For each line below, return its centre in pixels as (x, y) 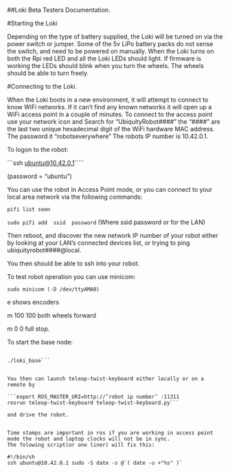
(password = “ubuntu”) (39, 176)
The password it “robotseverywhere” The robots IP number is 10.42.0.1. (108, 136)
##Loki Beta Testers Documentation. (59, 10)
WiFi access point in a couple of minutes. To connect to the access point (110, 114)
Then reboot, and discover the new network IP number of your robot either (113, 235)
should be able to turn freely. (48, 73)
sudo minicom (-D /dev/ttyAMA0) (53, 289)
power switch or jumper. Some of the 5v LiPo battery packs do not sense (110, 44)
